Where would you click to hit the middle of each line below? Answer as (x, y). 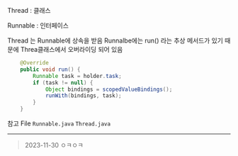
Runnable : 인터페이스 (38, 26)
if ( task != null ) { (63, 83)
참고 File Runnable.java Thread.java (59, 123)
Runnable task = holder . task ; (77, 76)
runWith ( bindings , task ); (83, 96)
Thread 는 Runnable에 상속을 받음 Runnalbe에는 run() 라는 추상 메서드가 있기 (115, 40)
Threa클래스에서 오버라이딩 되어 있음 (72, 49)
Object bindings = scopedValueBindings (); (109, 89)
